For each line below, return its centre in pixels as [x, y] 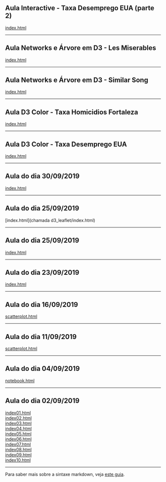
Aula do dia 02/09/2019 [42, 401]
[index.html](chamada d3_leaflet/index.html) [50, 220]
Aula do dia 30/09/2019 [42, 176]
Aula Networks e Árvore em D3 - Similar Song [77, 80]
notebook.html [20, 381]
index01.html [18, 413]
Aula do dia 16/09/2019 [41, 304]
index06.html [19, 439]
